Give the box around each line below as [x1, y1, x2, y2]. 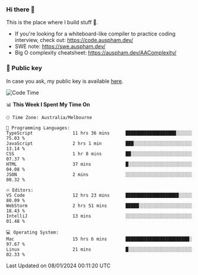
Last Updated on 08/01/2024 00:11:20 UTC [6, 262, 111, 269]
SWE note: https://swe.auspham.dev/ [14, 43, 106, 50]
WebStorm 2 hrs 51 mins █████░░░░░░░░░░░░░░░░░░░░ [6, 203, 193, 209]
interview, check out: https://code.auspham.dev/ [14, 37, 133, 44]
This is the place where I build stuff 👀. [6, 19, 98, 26]
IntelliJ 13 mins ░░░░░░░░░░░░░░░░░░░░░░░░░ [6, 213, 193, 219]
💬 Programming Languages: [6, 124, 70, 131]
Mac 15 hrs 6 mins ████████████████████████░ [6, 236, 193, 242]
